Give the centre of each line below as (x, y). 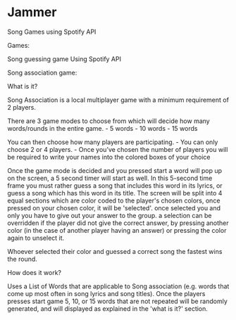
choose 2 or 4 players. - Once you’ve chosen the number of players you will (118, 149)
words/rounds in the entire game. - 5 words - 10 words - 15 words (103, 128)
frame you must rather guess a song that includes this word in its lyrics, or (115, 185)
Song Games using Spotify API (52, 32)
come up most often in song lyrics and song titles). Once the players (106, 293)
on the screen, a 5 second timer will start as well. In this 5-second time (110, 178)
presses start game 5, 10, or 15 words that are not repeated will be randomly (117, 301)
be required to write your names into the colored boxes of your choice (109, 157)
